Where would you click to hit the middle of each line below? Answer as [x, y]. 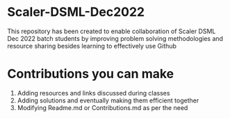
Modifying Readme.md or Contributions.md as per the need [102, 107]
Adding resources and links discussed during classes [93, 93]
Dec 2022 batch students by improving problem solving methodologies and [115, 38]
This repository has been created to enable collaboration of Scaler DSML [112, 31]
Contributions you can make [91, 74]
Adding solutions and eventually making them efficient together [108, 100]
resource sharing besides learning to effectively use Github [92, 46]
